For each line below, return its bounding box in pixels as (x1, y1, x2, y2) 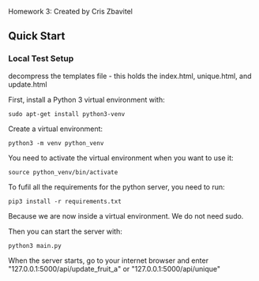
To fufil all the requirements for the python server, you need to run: (8, 182, 225, 192)
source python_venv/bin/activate (8, 168, 118, 176)
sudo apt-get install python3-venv (8, 110, 126, 118)
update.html (8, 79, 47, 89)
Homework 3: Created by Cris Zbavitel (8, 7, 133, 16)
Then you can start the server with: (8, 227, 122, 236)
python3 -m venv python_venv (8, 139, 104, 147)
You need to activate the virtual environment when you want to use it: (8, 153, 235, 163)
